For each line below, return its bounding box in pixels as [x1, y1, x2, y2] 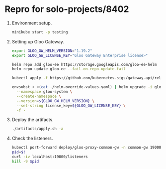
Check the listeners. [11, 136, 53, 142]
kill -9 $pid [11, 159, 39, 164]
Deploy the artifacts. [11, 117, 54, 123]
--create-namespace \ [16, 94, 62, 99]
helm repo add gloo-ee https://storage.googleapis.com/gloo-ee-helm [11, 62, 157, 67]
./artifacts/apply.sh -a [11, 126, 64, 132]
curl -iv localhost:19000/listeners [11, 155, 88, 160]
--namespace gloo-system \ [16, 89, 73, 94]
